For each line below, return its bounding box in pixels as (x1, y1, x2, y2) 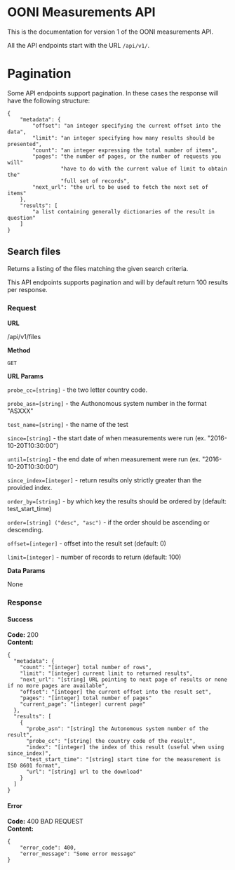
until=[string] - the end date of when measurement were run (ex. (7, 454, 201, 463)
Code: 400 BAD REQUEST (7, 817, 84, 826)
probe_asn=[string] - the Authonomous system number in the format (7, 399, 207, 407)
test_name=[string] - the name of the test (7, 420, 128, 428)
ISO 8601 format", (7, 763, 61, 770)
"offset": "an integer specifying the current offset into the (32, 122, 221, 129)
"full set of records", (60, 177, 130, 185)
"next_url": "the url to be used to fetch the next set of (32, 183, 209, 190)
